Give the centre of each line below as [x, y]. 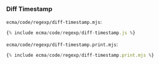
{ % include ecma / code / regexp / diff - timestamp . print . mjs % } [80, 56]
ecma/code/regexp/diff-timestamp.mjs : [54, 22]
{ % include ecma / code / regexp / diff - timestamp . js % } [71, 33]
